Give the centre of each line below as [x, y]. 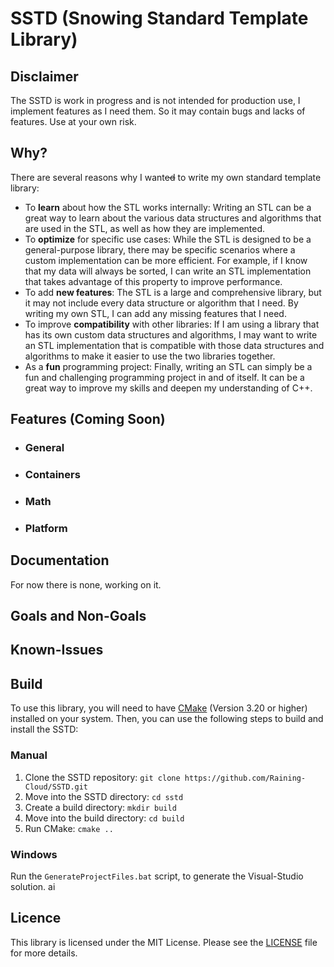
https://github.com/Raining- [245, 778]
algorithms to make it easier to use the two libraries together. [150, 356]
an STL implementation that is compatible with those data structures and [174, 345]
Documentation [60, 560]
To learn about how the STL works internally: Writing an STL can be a [168, 207]
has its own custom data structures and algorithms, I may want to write [171, 334]
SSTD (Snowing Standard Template [159, 18]
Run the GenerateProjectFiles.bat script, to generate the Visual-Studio [157, 876]
